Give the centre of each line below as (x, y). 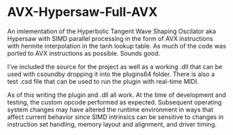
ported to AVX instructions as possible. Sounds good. (84, 53)
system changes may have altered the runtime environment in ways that (110, 109)
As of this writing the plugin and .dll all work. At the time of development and (116, 95)
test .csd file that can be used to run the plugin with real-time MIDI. (103, 81)
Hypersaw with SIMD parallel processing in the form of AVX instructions (110, 38)
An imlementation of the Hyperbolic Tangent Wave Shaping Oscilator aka (112, 31)
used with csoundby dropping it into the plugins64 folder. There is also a (111, 74)
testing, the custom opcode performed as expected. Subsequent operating (115, 102)
